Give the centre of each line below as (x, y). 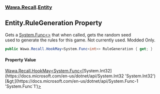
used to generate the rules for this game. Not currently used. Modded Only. (80, 40)
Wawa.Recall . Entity (29, 7)
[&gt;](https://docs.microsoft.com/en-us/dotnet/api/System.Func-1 (72, 81)
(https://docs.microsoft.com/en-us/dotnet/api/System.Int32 (64, 76)
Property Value (21, 60)
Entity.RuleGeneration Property (54, 23)
